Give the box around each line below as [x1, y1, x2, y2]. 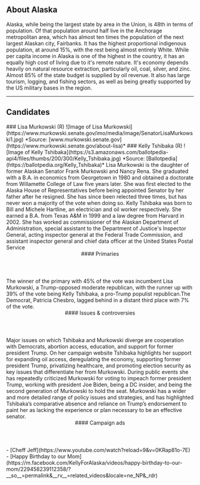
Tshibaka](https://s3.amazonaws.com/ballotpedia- [44, 148, 168, 155]
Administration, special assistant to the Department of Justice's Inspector [6, 224, 186, 232]
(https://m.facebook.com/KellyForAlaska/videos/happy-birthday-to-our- [6, 459, 183, 466]
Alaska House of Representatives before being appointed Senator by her [6, 187, 185, 194]
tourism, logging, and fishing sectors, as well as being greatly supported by [6, 78, 191, 85]
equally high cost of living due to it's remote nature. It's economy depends [6, 59, 189, 66]
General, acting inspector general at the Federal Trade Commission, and [6, 231, 183, 238]
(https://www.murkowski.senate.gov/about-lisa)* [6, 142, 126, 149]
